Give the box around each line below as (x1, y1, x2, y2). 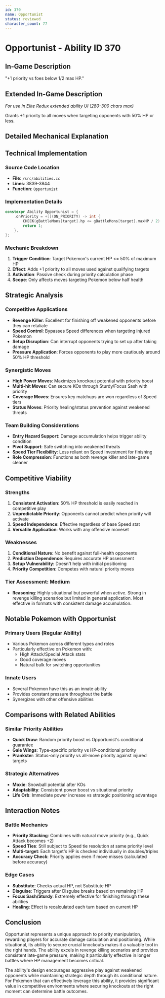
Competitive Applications (5, 306, 68, 313)
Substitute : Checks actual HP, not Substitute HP (12, 882, 111, 889)
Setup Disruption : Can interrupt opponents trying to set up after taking (12, 338, 157, 344)
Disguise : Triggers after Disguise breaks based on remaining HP (12, 888, 144, 894)
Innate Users (5, 674, 37, 681)
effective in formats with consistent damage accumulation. (12, 600, 132, 606)
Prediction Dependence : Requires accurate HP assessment (12, 556, 134, 562)
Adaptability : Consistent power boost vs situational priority (12, 786, 133, 792)
